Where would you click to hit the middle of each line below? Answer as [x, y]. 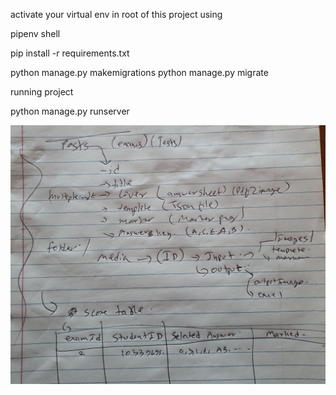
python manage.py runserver [70, 111]
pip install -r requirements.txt [70, 53]
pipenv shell [35, 33]
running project [42, 92]
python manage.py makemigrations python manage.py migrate [139, 72]
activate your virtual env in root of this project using [116, 14]
